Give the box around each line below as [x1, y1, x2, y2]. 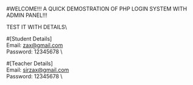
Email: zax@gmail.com [6, 42, 63, 49]
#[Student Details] [6, 35, 52, 42]
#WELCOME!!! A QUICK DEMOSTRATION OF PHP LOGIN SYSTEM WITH [6, 5, 188, 12]
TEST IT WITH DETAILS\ [6, 24, 67, 30]
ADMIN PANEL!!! [6, 12, 47, 19]
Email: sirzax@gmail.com [6, 66, 69, 73]
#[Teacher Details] [6, 60, 53, 67]
